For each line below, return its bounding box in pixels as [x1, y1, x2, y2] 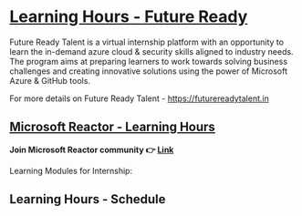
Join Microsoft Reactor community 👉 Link [9, 144, 174, 155]
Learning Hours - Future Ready [9, 6, 248, 27]
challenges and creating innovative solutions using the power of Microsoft [9, 66, 287, 77]
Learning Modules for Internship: [9, 165, 133, 176]
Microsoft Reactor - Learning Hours [9, 119, 216, 135]
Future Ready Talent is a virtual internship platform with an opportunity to [9, 36, 285, 47]
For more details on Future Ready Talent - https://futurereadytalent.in [9, 93, 269, 104]
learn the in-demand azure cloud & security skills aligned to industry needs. [9, 46, 294, 57]
